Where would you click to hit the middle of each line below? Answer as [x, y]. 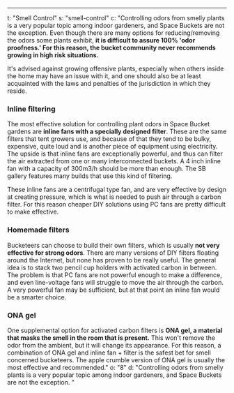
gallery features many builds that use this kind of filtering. [90, 176]
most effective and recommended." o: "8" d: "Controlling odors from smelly [116, 367]
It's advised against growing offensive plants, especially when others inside [116, 68]
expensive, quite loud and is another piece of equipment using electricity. [112, 147]
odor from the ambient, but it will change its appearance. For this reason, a [114, 345]
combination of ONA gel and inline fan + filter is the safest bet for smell [109, 353]
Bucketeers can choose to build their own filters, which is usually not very [114, 245]
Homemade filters [38, 230]
